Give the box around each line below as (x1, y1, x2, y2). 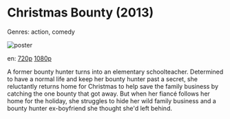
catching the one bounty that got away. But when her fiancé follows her (7, 89, 210, 98)
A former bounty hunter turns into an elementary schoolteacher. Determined (7, 67, 224, 76)
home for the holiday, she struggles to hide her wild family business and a (7, 96, 217, 105)
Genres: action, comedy (7, 28, 76, 36)
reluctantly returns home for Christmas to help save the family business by (7, 82, 219, 90)
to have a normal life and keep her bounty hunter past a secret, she (7, 74, 198, 83)
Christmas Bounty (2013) (7, 5, 154, 21)
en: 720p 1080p (7, 54, 52, 63)
